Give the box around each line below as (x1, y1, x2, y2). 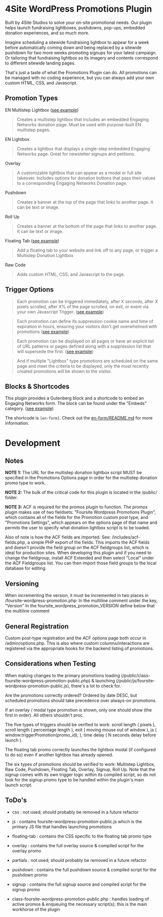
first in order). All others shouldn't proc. (5, 712, 84, 718)
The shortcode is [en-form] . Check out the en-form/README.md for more (5, 415, 153, 421)
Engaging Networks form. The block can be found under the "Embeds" (5, 400, 147, 406)
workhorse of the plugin (12, 906, 60, 912)
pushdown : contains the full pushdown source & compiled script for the (12, 867, 157, 873)
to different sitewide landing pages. (5, 60, 76, 66)
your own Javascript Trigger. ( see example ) (16, 309, 104, 315)
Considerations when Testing (5, 659, 96, 668)
